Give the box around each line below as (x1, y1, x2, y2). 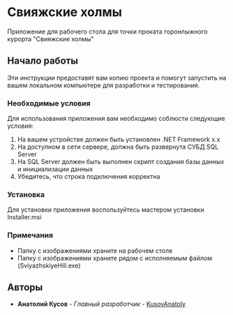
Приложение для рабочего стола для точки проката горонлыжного (7, 27, 208, 36)
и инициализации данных (17, 165, 93, 173)
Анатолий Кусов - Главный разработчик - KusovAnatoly (17, 300, 186, 308)
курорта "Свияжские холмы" (7, 34, 94, 43)
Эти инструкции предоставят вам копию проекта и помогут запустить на (7, 73, 227, 82)
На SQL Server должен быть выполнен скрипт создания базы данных (17, 158, 225, 166)
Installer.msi (7, 213, 42, 221)
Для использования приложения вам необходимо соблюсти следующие (7, 115, 225, 123)
